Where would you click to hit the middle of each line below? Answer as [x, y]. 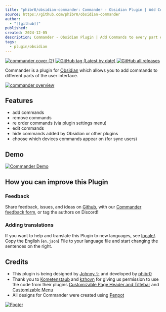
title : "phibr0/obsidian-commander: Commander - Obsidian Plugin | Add [80, 10]
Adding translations [29, 225]
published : [16, 28]
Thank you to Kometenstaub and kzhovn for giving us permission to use [85, 279]
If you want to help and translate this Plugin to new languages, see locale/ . [81, 236]
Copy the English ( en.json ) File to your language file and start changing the [82, 241]
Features [19, 101]
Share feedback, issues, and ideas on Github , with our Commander [73, 207]
